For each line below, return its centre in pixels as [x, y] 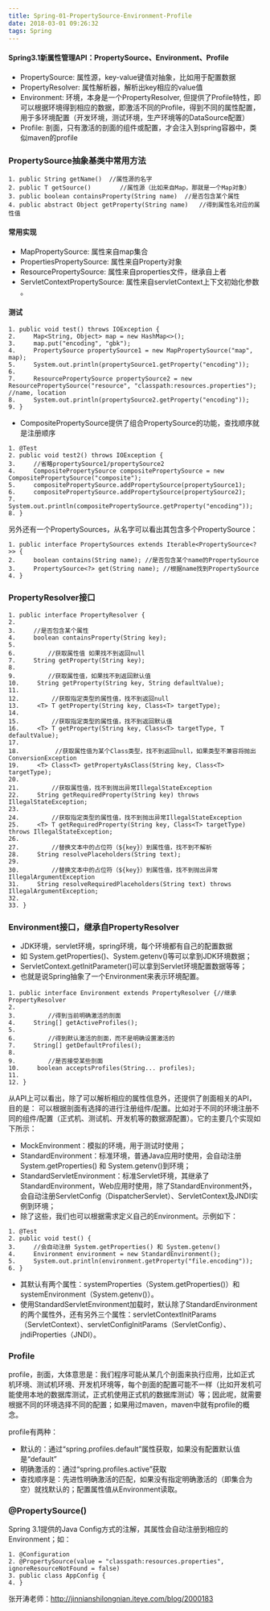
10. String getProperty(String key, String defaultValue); [117, 683]
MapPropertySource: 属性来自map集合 [84, 252]
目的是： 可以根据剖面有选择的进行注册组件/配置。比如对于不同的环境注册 [130, 1108]
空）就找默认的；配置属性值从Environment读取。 [101, 1489]
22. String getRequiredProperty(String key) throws [104, 795]
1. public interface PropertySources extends [86, 545]
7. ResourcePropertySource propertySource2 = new [100, 379]
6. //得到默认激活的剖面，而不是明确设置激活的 [92, 1038]
